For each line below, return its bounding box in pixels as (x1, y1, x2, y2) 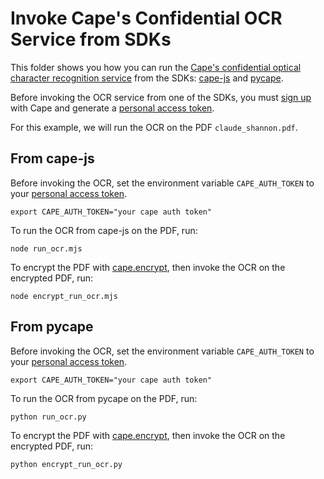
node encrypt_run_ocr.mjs (10, 291, 118, 301)
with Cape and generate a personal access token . (10, 102, 215, 114)
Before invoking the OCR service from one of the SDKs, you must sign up (10, 91, 312, 103)
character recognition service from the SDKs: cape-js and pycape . (10, 72, 284, 84)
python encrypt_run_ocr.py (10, 459, 123, 469)
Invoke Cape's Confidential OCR (10, 7, 283, 30)
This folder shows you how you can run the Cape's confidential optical (10, 61, 302, 73)
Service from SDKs (10, 28, 172, 51)
